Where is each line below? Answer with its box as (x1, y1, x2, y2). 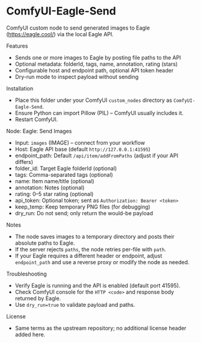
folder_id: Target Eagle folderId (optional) (14, 165, 117, 172)
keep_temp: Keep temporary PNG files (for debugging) (14, 203, 150, 210)
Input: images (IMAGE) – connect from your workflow (14, 139, 146, 146)
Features (6, 42, 28, 49)
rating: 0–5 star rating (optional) (14, 190, 94, 197)
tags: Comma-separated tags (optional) (14, 171, 113, 178)
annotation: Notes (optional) (14, 184, 85, 191)
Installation (6, 84, 34, 92)
